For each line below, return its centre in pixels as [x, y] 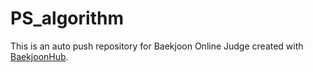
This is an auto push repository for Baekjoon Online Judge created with [157, 46]
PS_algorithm [67, 18]
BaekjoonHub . [39, 56]
